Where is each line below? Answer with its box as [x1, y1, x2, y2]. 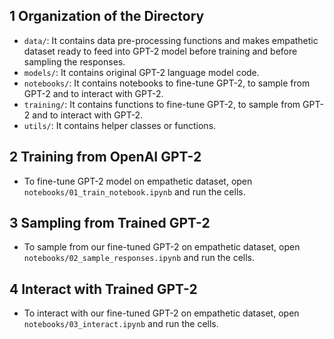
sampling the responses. [23, 55, 126, 68]
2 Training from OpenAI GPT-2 [9, 149, 202, 166]
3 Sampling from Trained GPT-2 [9, 215, 211, 232]
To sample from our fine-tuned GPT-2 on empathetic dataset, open [23, 241, 301, 253]
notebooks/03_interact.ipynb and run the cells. [23, 318, 219, 330]
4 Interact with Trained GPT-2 [9, 280, 198, 298]
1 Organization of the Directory [9, 8, 205, 25]
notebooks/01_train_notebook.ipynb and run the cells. [23, 185, 246, 198]
